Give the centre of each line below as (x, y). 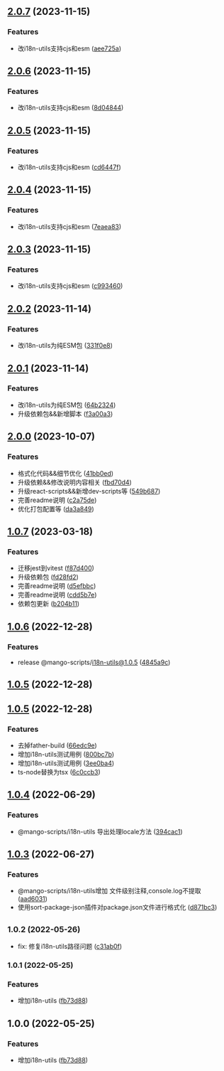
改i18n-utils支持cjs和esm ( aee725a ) (69, 48)
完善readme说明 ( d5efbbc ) (57, 586)
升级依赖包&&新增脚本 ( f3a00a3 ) (65, 414)
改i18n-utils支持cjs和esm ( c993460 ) (70, 286)
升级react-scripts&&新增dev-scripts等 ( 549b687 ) (89, 491)
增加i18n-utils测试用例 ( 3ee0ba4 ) (66, 763)
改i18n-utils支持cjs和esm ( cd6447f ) (69, 167)
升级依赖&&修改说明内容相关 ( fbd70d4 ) (75, 482)
